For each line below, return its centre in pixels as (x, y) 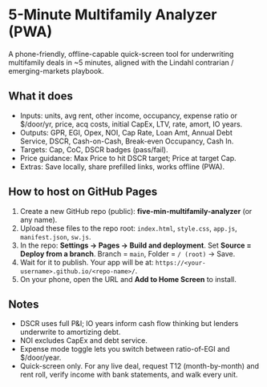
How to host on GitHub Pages (83, 192)
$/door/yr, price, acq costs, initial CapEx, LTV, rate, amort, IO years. (131, 124)
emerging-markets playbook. (56, 71)
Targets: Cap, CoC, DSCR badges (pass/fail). (94, 149)
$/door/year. (40, 357)
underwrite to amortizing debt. (70, 332)
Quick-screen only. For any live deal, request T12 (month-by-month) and (139, 366)
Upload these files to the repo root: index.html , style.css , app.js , (129, 228)
